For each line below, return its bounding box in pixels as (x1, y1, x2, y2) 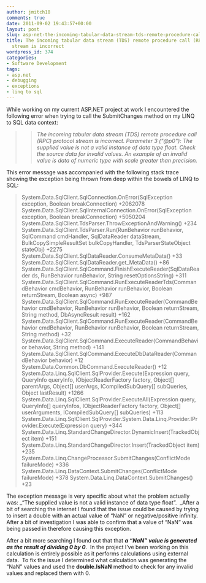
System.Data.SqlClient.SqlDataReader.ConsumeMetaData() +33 (21, 252, 183, 260)
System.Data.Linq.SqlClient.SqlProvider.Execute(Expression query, (21, 369, 190, 377)
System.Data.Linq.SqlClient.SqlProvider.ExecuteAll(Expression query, (21, 395, 196, 403)
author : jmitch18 (6, 9, 51, 15)
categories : (6, 55, 37, 61)
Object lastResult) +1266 (21, 389, 84, 396)
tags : (6, 66, 20, 72)
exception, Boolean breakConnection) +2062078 (21, 200, 145, 207)
